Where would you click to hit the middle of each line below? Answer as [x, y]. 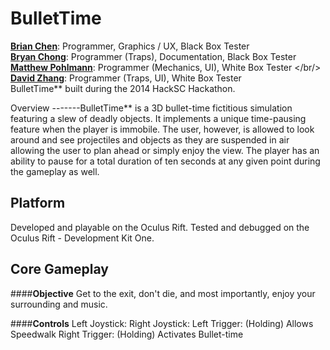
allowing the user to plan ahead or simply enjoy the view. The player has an [165, 150]
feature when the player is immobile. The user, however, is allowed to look [162, 129]
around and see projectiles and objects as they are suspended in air [150, 139]
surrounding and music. [59, 304]
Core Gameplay [59, 269]
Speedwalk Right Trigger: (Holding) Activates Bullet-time [127, 334]
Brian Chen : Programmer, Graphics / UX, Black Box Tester [130, 46]
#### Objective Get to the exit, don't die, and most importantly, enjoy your [163, 293]
